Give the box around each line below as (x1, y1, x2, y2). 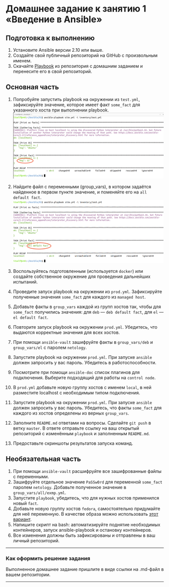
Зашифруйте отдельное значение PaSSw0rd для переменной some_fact (13, 478, 162, 485)
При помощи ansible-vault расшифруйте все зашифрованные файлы (13, 468, 162, 474)
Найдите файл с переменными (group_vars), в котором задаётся (13, 183, 151, 189)
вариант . (13, 516, 32, 522)
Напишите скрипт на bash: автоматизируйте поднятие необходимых (13, 521, 161, 528)
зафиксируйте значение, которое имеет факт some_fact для (13, 102, 140, 108)
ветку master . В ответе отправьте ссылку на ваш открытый (13, 425, 139, 431)
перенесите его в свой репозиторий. (13, 68, 92, 74)
